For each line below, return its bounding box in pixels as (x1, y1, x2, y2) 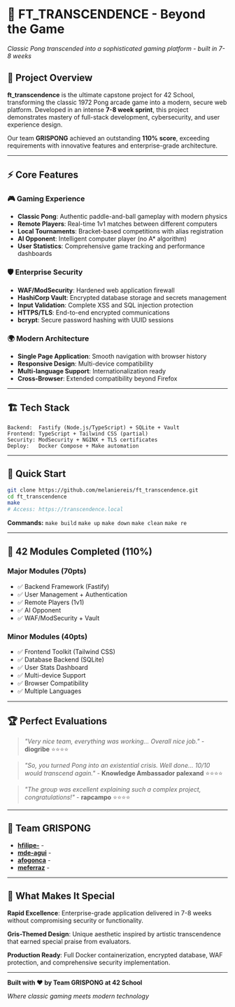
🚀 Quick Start (7, 468, 66, 480)
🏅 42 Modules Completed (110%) (7, 545, 152, 557)
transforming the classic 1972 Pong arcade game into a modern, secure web (7, 98, 227, 106)
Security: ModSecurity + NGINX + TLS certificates (7, 436, 158, 443)
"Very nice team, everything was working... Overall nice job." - (24, 737, 205, 745)
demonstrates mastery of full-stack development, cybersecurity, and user (7, 113, 220, 121)
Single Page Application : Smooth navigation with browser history (17, 352, 207, 361)
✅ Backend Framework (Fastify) (17, 582, 110, 590)
